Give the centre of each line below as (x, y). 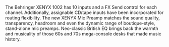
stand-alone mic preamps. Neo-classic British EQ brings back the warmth (82, 28)
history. (13, 39)
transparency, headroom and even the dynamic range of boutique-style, (80, 23)
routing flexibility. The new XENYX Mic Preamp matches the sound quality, (82, 18)
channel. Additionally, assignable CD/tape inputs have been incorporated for (84, 12)
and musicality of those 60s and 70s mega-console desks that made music (83, 34)
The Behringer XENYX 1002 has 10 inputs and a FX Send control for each (81, 7)
